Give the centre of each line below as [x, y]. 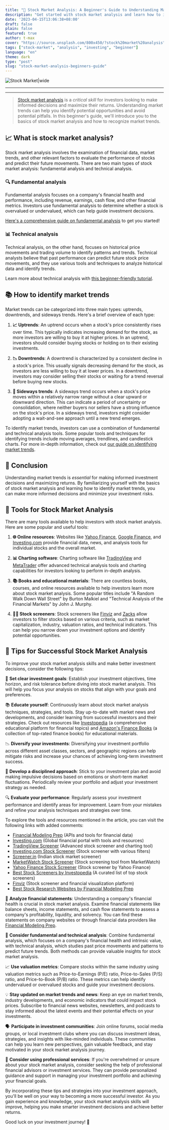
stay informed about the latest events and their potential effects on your [79, 1011]
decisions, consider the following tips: [45, 669]
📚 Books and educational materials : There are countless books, [80, 581]
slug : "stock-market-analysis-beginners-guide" [56, 66]
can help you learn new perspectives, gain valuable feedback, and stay [79, 1044]
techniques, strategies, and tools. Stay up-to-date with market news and [80, 712]
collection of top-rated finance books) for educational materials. [72, 733]
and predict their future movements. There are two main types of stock [79, 163]
